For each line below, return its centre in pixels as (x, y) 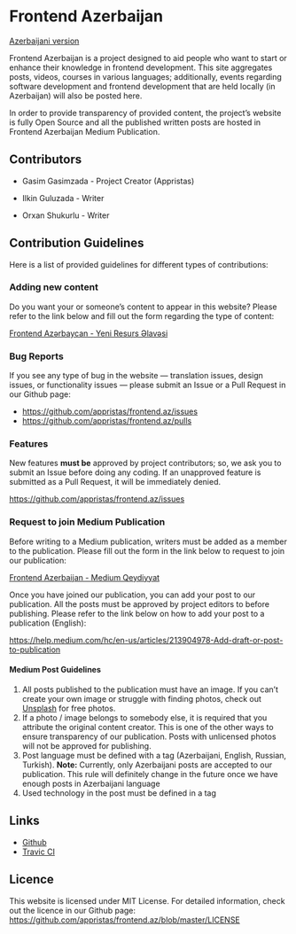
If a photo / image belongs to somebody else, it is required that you (144, 717)
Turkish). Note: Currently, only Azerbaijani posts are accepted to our (147, 765)
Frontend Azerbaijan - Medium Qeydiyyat (85, 577)
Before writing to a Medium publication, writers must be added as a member (148, 541)
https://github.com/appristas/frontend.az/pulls (107, 421)
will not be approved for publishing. (87, 745)
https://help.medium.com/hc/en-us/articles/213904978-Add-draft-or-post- (146, 640)
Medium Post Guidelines (55, 670)
